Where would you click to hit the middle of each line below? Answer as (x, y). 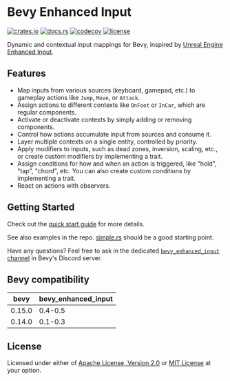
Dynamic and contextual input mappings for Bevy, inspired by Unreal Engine (115, 44)
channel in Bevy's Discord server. (55, 258)
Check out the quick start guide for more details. (76, 224)
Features (27, 74)
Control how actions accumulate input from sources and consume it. (114, 134)
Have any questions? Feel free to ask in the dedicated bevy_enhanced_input (113, 251)
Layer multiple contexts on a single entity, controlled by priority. (107, 141)
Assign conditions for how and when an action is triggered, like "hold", (117, 164)
